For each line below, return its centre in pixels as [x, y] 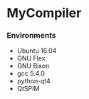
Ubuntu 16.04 [37, 51]
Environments [31, 36]
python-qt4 [34, 81]
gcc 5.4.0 [31, 73]
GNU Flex [31, 58]
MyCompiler [44, 13]
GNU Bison [33, 66]
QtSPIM [28, 89]
